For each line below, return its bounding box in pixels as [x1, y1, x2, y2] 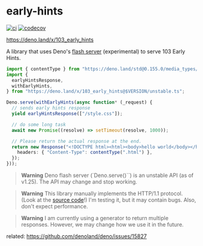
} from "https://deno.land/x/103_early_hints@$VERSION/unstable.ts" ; [6, 88, 185, 95]
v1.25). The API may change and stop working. [21, 178, 138, 185]
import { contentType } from [6, 65, 80, 72]
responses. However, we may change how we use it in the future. [21, 221, 184, 228]
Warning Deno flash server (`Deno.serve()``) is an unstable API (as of [21, 171, 194, 179]
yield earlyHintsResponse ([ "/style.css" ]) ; [11, 111, 123, 117]
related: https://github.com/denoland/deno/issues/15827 [6, 233, 147, 240]
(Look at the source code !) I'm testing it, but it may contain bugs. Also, [21, 196, 196, 204]
